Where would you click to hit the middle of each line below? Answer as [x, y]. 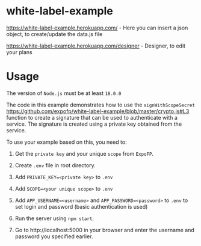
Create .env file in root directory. [55, 165]
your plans [19, 52]
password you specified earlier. [54, 236]
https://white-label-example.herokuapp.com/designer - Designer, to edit [96, 46]
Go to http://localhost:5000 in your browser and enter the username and [104, 230]
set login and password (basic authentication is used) [81, 206]
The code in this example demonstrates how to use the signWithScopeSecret [101, 105]
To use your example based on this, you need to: [67, 142]
